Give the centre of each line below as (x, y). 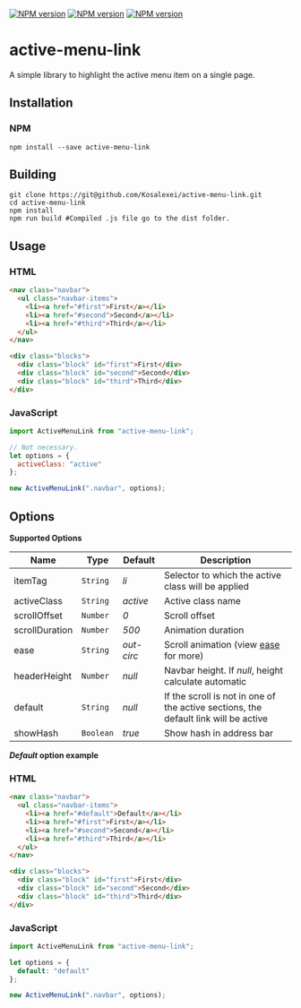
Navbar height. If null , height (224, 670)
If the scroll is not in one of (220, 696)
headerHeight (43, 676)
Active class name (203, 600)
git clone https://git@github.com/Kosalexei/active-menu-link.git (136, 195)
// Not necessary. (43, 447)
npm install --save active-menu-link (80, 147)
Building (33, 175)
